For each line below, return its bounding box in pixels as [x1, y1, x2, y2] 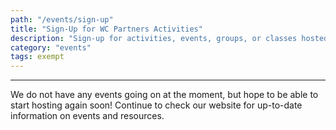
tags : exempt [10, 52, 65, 62]
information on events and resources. [10, 110, 165, 122]
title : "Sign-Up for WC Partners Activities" [10, 24, 203, 34]
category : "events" [10, 42, 92, 53]
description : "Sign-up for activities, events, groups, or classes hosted [10, 33, 329, 43]
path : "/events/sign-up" [10, 14, 114, 25]
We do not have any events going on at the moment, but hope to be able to [10, 89, 319, 101]
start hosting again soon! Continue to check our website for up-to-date [10, 99, 303, 111]
